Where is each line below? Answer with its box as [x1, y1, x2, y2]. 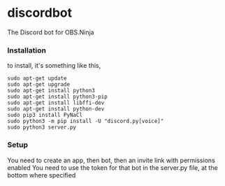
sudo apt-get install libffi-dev [7, 99, 105, 106]
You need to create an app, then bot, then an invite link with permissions [7, 156, 215, 164]
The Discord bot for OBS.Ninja [7, 28, 94, 36]
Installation [7, 45, 47, 55]
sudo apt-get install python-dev [7, 106, 105, 113]
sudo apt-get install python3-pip [7, 93, 108, 101]
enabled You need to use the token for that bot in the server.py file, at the [7, 163, 218, 172]
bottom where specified [7, 171, 76, 179]
